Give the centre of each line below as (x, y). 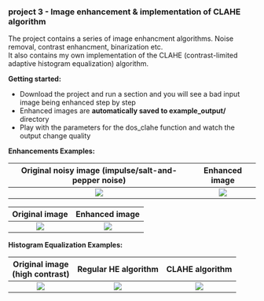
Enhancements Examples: (52, 151)
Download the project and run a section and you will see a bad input (130, 94)
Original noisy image (60, 171)
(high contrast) (41, 274)
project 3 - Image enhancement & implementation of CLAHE (125, 12)
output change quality (55, 136)
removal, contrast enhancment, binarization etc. (86, 47)
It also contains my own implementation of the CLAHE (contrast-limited (123, 55)
